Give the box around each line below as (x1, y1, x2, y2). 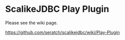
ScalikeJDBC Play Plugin (5, 3, 109, 15)
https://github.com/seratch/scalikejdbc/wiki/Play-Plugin (5, 29, 120, 35)
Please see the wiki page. (5, 20, 58, 26)
